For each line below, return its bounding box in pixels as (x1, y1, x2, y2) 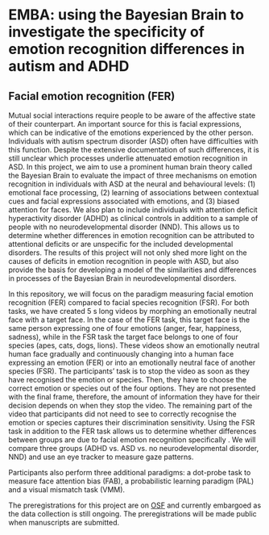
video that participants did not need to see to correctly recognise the (8, 409, 237, 419)
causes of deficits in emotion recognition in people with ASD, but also (8, 257, 239, 265)
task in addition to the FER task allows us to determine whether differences (8, 426, 257, 436)
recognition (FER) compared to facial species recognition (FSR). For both (8, 298, 250, 307)
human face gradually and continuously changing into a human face (8, 349, 234, 358)
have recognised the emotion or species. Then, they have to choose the (8, 375, 247, 384)
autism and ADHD (8, 57, 130, 76)
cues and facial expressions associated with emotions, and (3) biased (8, 196, 240, 206)
